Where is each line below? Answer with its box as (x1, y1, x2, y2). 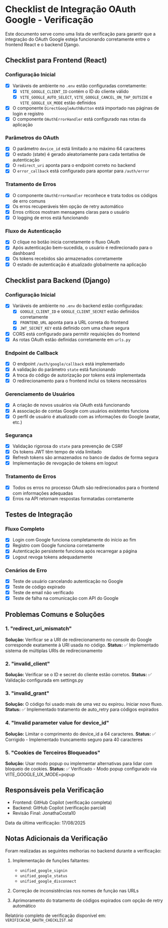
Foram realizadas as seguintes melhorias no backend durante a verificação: (5, 848, 162, 854)
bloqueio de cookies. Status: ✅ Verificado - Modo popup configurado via (5, 766, 157, 772)
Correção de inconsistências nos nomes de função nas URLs (12, 887, 139, 893)
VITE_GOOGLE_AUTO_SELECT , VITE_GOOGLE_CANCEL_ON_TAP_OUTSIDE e (20, 94, 152, 100)
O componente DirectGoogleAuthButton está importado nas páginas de (12, 105, 159, 111)
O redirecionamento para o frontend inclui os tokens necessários (12, 378, 147, 384)
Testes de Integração (5, 510, 73, 519)
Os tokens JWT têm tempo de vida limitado (12, 449, 102, 455)
